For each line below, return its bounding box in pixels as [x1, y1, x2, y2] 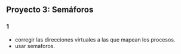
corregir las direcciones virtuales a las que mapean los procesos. [14, 36, 176, 43]
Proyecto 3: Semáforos [6, 5, 94, 15]
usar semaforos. [14, 42, 56, 49]
